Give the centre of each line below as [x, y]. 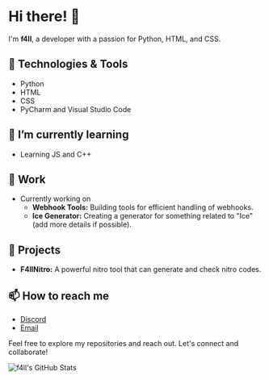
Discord [33, 319]
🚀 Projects [35, 250]
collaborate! [28, 352]
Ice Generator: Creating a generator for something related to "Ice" [142, 216]
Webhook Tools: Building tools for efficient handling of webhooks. [143, 207]
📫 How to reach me [59, 296]
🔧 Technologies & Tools [68, 64]
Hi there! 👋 [44, 17]
